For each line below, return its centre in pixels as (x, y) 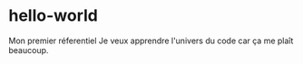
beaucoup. (29, 50)
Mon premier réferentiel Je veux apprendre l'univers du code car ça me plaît (151, 41)
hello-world (54, 16)
